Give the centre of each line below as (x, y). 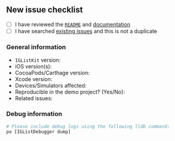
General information (36, 47)
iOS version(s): (33, 67)
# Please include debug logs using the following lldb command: (88, 126)
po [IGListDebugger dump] (38, 132)
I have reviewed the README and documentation (73, 24)
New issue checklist (45, 10)
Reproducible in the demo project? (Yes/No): (70, 92)
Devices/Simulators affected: (51, 86)
